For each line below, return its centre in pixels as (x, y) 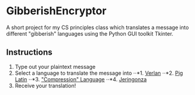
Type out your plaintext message (55, 66)
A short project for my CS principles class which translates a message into (97, 27)
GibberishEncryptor (56, 11)
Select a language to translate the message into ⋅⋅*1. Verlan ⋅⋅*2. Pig (99, 73)
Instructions (29, 53)
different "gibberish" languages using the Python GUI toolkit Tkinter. (90, 33)
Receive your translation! (45, 85)
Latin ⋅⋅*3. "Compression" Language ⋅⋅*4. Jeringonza (81, 79)
